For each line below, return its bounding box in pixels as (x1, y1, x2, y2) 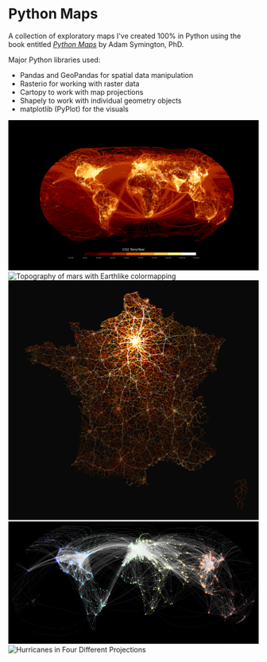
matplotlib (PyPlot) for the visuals (19, 104, 129, 114)
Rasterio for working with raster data (19, 79, 140, 88)
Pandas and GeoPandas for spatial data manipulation (19, 70, 194, 80)
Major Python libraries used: (8, 55, 101, 64)
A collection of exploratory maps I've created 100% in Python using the (8, 31, 242, 41)
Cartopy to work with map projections (19, 87, 144, 96)
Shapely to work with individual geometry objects (19, 95, 182, 105)
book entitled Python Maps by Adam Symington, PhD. (8, 39, 184, 49)
